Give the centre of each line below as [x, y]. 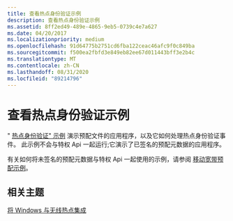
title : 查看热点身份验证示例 [44, 14]
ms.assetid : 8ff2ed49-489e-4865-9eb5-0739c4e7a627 [82, 26]
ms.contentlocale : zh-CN [43, 66]
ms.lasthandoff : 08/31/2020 [48, 72]
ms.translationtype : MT [42, 59]
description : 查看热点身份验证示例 [53, 20]
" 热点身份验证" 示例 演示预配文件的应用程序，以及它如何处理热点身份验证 [113, 136]
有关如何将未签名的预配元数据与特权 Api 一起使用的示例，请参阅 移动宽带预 [115, 159]
